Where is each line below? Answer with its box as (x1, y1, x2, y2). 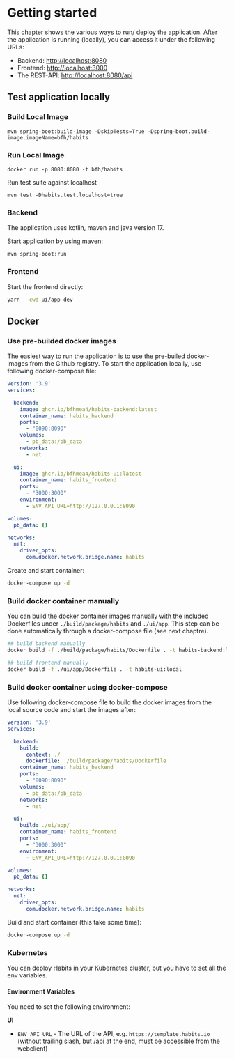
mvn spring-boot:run (7, 251, 68, 258)
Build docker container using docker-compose (7, 682, 169, 692)
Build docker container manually (7, 596, 120, 605)
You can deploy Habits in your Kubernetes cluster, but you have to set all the (7, 964, 226, 972)
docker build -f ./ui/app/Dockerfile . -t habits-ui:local (7, 665, 182, 673)
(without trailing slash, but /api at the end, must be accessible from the (17, 1037, 221, 1046)
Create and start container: (7, 566, 85, 575)
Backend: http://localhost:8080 (17, 56, 107, 64)
